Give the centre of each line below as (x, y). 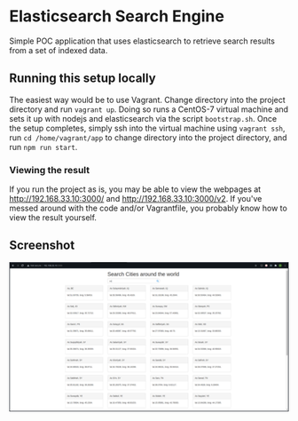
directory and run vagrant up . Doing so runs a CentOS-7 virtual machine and (149, 109)
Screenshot (42, 246)
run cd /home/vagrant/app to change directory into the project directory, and (148, 137)
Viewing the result (50, 170)
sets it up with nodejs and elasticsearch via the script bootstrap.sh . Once (143, 118)
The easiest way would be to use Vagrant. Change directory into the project (147, 99)
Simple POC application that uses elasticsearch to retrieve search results (142, 41)
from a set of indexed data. (59, 50)
